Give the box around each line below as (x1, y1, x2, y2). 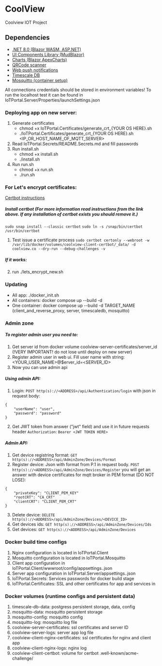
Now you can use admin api (12, 365, 68, 370)
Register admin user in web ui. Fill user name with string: (12, 354, 125, 360)
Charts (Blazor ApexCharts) (12, 57, 67, 63)
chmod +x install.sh (19, 151, 59, 157)
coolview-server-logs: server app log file (12, 630, 94, 635)
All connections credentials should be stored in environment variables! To (5, 86, 151, 93)
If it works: (5, 256, 28, 263)
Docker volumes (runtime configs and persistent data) (5, 593, 135, 599)
